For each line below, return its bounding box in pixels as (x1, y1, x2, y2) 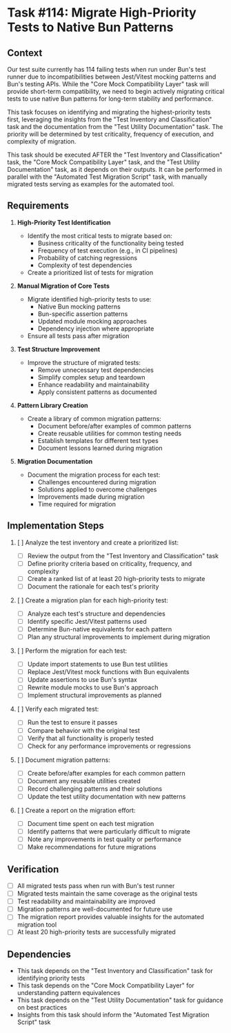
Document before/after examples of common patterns (37, 422, 192, 430)
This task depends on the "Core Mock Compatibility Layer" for (17, 981, 194, 990)
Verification (7, 863, 59, 875)
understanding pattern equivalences (17, 989, 121, 997)
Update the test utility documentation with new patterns (27, 792, 186, 800)
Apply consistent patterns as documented (37, 388, 157, 396)
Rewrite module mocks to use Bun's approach (27, 683, 159, 691)
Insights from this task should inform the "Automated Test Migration (17, 1011, 210, 1019)
